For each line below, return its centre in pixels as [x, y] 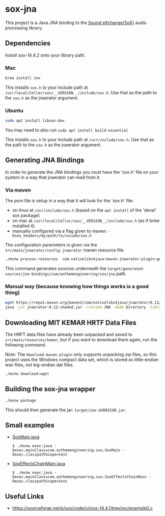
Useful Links [25, 496]
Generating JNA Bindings [45, 160]
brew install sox [23, 78]
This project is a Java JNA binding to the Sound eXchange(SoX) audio [76, 23]
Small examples [30, 425]
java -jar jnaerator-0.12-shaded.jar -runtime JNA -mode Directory [76, 307]
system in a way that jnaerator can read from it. [53, 177]
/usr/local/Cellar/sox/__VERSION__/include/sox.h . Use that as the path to [81, 92]
